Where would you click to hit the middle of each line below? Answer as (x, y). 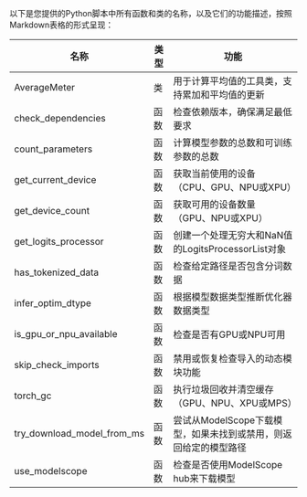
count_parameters (53, 149)
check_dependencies (60, 118)
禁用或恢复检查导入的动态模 (233, 359)
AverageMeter (45, 87)
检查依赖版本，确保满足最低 (233, 112)
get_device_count (52, 211)
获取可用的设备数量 (214, 204)
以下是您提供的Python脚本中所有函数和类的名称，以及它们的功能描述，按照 (151, 13)
